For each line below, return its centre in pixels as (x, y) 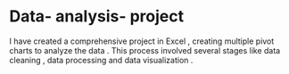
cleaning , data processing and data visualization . (101, 60)
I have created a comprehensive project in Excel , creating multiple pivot (142, 41)
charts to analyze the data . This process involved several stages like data (145, 50)
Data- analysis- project (97, 16)
